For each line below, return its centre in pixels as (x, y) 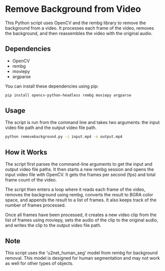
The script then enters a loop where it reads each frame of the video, (75, 189)
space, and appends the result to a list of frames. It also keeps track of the (81, 200)
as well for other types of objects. (39, 263)
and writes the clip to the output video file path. (53, 226)
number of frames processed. (36, 205)
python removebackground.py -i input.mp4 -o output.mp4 (64, 137)
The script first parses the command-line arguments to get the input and (79, 164)
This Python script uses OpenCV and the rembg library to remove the (76, 23)
